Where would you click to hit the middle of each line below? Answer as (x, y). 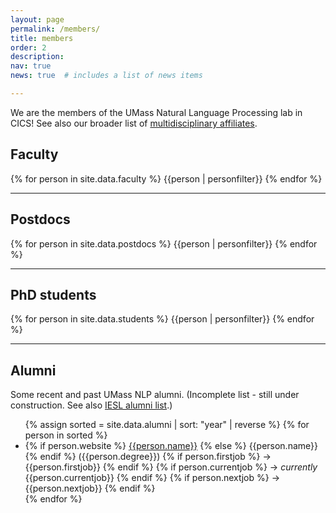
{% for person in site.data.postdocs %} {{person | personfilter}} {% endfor (164, 243)
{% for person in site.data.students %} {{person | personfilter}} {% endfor (162, 319)
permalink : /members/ (55, 29)
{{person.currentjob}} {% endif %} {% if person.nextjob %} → (152, 478)
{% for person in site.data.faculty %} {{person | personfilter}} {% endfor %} (166, 178)
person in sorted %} (66, 435)
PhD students (53, 294)
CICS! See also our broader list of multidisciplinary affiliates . (134, 123)
